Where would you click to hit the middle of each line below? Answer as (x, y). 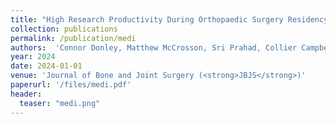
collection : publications (64, 29)
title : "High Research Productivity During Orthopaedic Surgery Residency (169, 19)
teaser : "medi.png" (60, 103)
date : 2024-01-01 (46, 66)
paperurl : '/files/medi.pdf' (71, 85)
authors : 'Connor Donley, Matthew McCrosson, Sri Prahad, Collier (154, 47)
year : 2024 (33, 57)
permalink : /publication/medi (73, 38)
